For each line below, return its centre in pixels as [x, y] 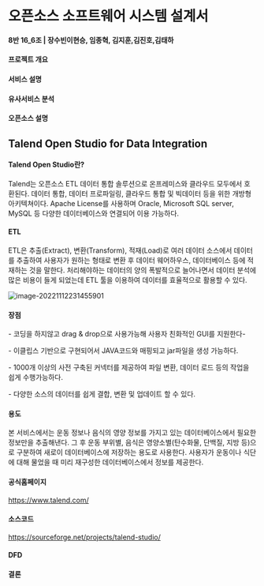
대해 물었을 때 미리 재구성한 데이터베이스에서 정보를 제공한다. [110, 462]
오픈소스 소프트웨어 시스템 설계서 [108, 16]
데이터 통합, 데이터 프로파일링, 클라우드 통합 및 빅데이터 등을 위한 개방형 [141, 193]
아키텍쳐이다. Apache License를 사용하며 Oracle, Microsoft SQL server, [121, 203]
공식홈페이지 [28, 482]
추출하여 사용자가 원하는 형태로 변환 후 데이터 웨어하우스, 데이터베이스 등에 [131, 260]
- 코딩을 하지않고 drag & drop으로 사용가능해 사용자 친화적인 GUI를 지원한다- [127, 334]
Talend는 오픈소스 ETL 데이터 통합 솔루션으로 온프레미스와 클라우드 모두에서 [125, 183]
